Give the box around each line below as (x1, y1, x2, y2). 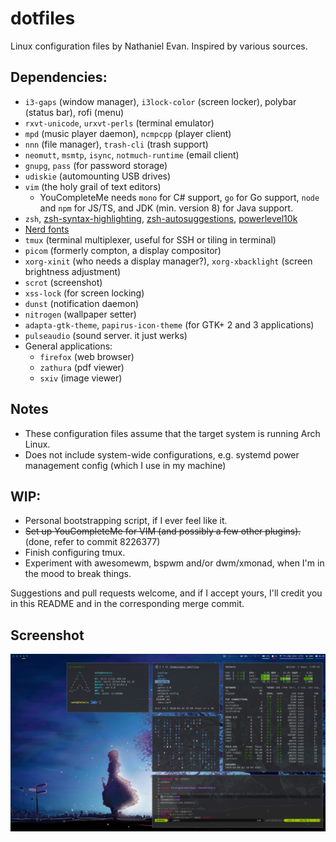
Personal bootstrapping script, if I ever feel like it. (24, 515, 228, 527)
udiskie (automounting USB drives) (24, 170, 172, 182)
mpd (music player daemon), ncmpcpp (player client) (24, 127, 232, 139)
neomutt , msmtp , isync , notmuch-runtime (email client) (24, 148, 240, 161)
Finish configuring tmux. (24, 547, 126, 559)
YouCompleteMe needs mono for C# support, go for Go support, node (39, 191, 320, 203)
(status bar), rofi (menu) (24, 106, 125, 118)
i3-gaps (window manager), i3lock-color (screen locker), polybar (24, 95, 297, 107)
